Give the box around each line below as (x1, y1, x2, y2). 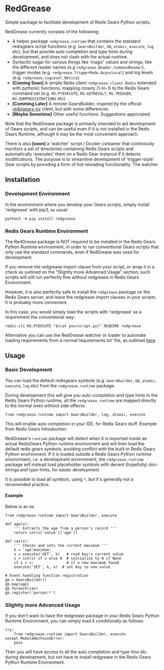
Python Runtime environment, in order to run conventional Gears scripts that (5, 244, 159, 250)
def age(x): (5, 521, 29, 526)
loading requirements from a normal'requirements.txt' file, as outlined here (5, 337, 156, 343)
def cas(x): (5, 539, 29, 543)
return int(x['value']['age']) (14, 530, 78, 535)
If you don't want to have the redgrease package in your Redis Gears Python (5, 613, 160, 618)
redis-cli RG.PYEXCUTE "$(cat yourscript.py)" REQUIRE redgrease (5, 323, 141, 329)
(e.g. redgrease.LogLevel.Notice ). (12, 75, 81, 80)
